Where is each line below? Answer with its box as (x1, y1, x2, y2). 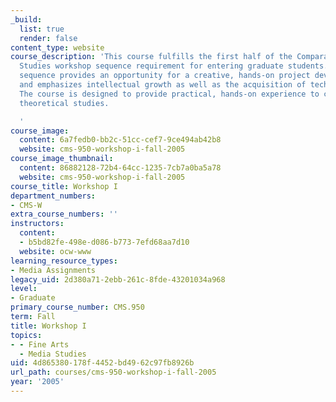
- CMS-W (10, 200, 43, 210)
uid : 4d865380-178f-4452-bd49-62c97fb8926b (10, 358, 195, 368)
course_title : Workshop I (10, 181, 118, 191)
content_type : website (10, 42, 105, 53)
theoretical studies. (19, 98, 110, 108)
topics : (10, 330, 43, 340)
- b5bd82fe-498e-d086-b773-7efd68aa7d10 (19, 237, 190, 247)
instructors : (10, 219, 65, 229)
